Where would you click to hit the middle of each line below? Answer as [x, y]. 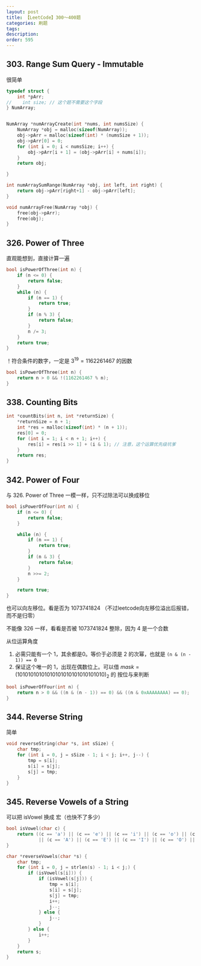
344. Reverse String [45, 717]
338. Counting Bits [42, 402]
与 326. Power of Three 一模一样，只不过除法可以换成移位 [78, 495]
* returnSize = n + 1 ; [44, 422]
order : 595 [20, 40]
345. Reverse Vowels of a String [67, 801]
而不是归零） [22, 616]
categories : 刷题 [27, 23]
